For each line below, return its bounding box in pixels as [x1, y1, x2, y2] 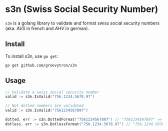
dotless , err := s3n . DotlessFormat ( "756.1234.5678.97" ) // [5, 121, 131, 126]
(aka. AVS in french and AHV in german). [5, 25, 89, 31]
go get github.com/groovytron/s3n [5, 62, 77, 68]
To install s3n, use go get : [5, 53, 58, 59]
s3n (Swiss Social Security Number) [5, 3, 158, 15]
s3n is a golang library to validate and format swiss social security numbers [5, 20, 160, 26]
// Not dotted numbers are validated [5, 103, 84, 108]
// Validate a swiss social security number [5, 89, 99, 94]
